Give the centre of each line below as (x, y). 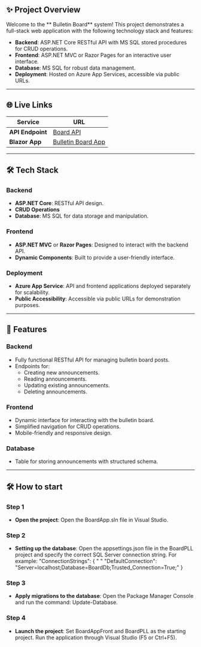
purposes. (28, 305)
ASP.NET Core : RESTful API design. (59, 203)
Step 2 (16, 535)
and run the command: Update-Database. (66, 603)
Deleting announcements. (56, 392)
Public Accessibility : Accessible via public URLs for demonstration (98, 299)
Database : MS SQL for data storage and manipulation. (82, 216)
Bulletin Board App (79, 142)
